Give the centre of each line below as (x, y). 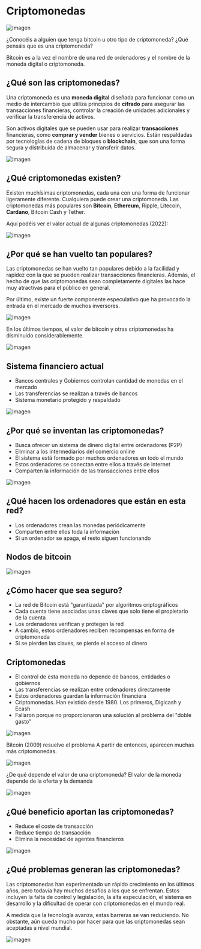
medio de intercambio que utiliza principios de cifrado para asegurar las (95, 104)
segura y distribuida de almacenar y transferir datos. (71, 147)
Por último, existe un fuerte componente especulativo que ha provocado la (98, 299)
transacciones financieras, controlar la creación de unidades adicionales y (98, 110)
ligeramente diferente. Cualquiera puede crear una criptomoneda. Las (92, 199)
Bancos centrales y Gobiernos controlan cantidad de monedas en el (99, 381)
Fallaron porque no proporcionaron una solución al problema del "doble (103, 715)
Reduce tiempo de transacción (53, 833)
